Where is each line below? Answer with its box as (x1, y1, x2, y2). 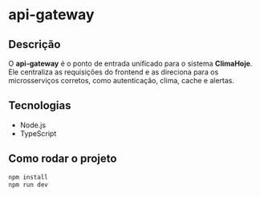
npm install (8, 173, 48, 181)
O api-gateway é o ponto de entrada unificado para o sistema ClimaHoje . (8, 58, 253, 68)
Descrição (8, 38, 61, 51)
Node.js (19, 120, 47, 130)
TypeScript (19, 128, 57, 138)
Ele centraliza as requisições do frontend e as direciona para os (8, 67, 219, 77)
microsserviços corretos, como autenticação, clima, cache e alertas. (8, 76, 235, 85)
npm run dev (8, 180, 48, 189)
